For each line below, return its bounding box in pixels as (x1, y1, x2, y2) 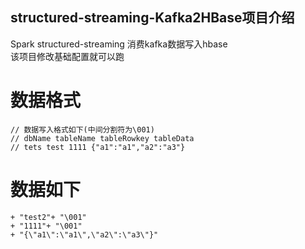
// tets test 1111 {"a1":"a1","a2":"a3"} (10, 142, 186, 152)
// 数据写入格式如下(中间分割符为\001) (10, 124, 155, 135)
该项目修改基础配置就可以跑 (10, 50, 125, 62)
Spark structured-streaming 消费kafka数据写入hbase (10, 38, 228, 50)
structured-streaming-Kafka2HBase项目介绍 (10, 9, 295, 27)
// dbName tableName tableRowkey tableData (10, 133, 195, 143)
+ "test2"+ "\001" (10, 212, 87, 222)
